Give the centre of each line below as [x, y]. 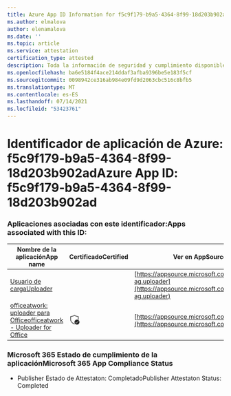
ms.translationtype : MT [41, 87]
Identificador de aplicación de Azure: [115, 144]
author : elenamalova [37, 29]
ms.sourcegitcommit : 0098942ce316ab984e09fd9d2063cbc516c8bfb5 [100, 80]
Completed [33, 386]
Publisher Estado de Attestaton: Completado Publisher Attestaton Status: [119, 378]
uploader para [30, 313]
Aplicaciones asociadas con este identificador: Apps [96, 224]
